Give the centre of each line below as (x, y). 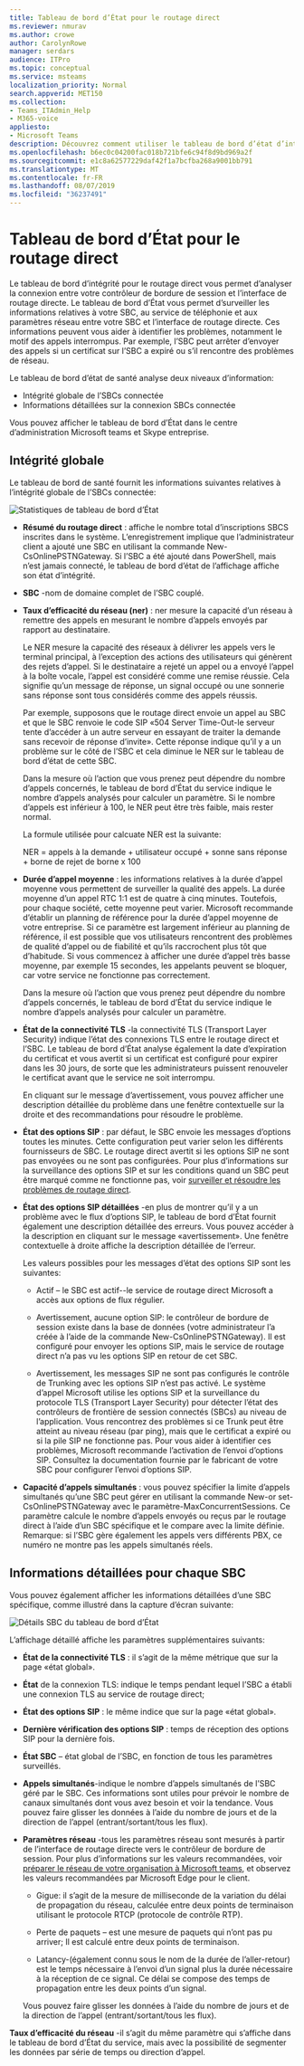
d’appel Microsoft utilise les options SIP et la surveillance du (147, 1392)
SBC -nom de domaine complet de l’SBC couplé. (113, 593)
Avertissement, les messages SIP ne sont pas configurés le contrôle (162, 1373)
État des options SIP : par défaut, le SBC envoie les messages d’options (157, 1131)
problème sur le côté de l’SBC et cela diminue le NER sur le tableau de (153, 751)
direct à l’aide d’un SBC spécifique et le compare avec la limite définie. (153, 1525)
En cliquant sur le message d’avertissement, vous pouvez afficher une (153, 1095)
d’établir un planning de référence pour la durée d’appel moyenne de (150, 917)
